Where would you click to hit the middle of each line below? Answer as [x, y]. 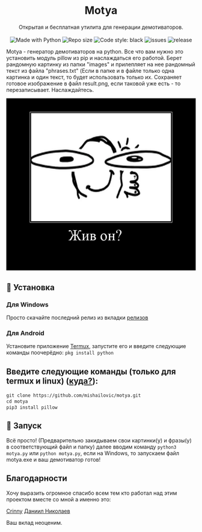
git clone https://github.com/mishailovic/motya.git [74, 396]
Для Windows [28, 304]
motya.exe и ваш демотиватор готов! [54, 459]
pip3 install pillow [32, 408]
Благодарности [37, 478]
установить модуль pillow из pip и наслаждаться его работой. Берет [94, 58]
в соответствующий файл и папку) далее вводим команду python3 [91, 447]
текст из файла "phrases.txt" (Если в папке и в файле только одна [90, 70]
